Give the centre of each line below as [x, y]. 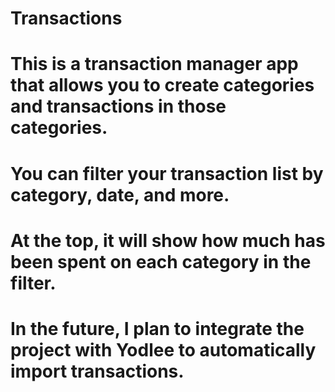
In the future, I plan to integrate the [157, 328]
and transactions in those [118, 106]
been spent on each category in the [161, 261]
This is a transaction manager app [154, 64]
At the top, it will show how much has [168, 240]
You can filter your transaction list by [167, 173]
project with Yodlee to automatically [163, 349]
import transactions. [97, 371]
